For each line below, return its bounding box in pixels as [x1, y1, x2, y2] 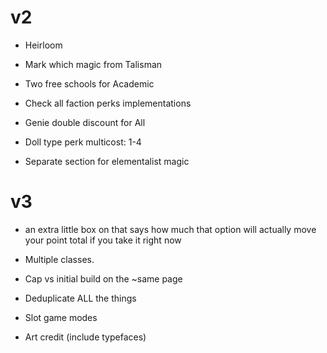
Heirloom [24, 39, 63, 51]
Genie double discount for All [24, 116, 146, 128]
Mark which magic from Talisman [24, 58, 163, 70]
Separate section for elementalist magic [24, 155, 190, 167]
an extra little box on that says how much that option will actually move [24, 223, 317, 235]
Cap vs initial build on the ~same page [24, 272, 183, 285]
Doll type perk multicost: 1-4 [24, 136, 142, 148]
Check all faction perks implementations [24, 97, 192, 109]
